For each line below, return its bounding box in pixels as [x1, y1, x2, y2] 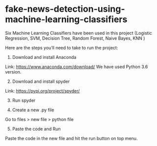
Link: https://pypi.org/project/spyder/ [5, 88, 80, 94]
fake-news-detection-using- [5, 3, 125, 15]
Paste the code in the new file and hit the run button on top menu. [5, 135, 138, 141]
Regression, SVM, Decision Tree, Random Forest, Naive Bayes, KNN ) [5, 35, 145, 41]
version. [5, 69, 22, 74]
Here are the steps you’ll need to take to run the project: [5, 45, 118, 50]
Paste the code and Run [12, 126, 61, 132]
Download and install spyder [12, 78, 70, 84]
